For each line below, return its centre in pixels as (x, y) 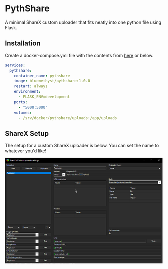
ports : (21, 102)
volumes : (23, 113)
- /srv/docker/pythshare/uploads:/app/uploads (68, 118)
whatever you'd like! (26, 151)
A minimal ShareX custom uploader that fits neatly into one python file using (83, 22)
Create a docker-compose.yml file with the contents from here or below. (79, 55)
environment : (28, 92)
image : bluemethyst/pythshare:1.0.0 (52, 81)
